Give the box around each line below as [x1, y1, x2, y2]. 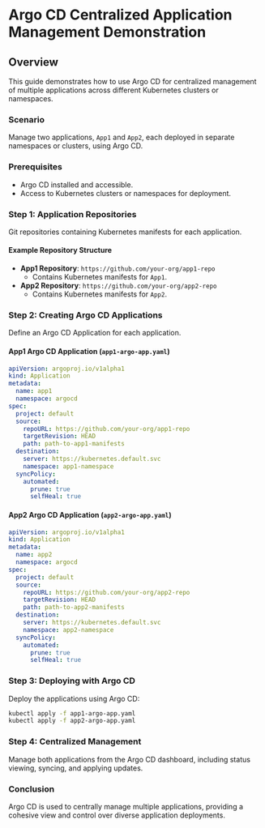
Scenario [8, 113, 45, 125]
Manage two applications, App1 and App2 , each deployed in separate [8, 132, 235, 143]
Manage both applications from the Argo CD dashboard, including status [8, 754, 251, 764]
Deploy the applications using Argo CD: [8, 694, 140, 703]
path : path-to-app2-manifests [23, 604, 126, 612]
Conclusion [8, 783, 55, 795]
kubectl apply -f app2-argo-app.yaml [8, 717, 136, 725]
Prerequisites [8, 161, 62, 173]
